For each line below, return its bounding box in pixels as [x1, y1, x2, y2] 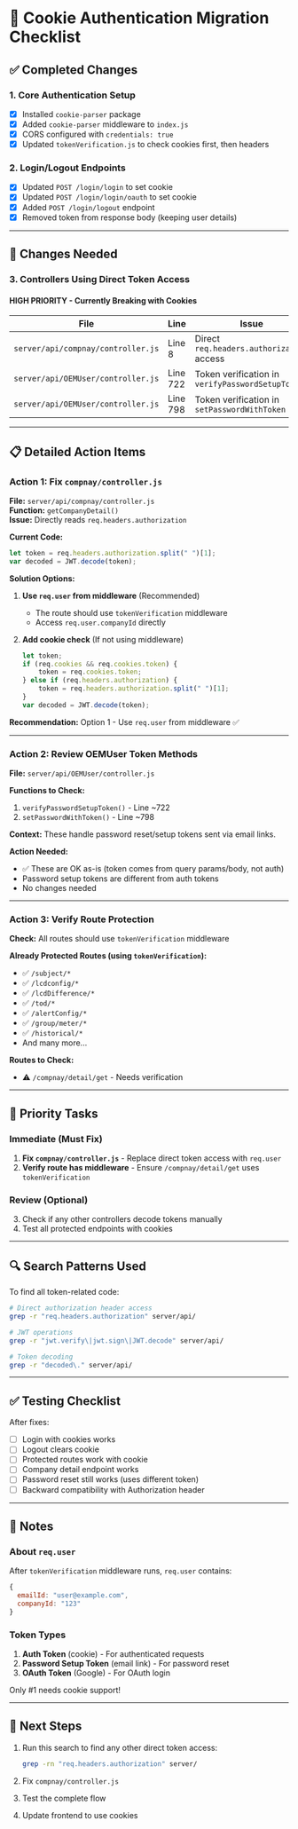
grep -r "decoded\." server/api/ [9, 1360, 133, 1369]
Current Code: [9, 532, 64, 542]
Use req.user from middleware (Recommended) [21, 590, 200, 601]
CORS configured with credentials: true [21, 129, 174, 139]
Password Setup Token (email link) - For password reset [21, 1659, 230, 1669]
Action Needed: [9, 847, 68, 857]
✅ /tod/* [21, 997, 56, 1008]
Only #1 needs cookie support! [9, 1685, 122, 1696]
